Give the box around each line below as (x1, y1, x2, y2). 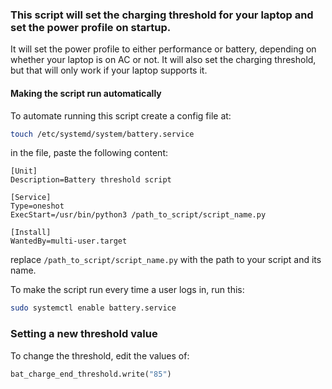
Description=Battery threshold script (10, 175, 172, 185)
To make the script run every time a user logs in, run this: (10, 284, 245, 296)
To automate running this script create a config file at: (10, 109, 232, 122)
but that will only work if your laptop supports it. (10, 64, 208, 77)
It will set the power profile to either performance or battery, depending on (10, 43, 317, 55)
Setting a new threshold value (10, 327, 158, 341)
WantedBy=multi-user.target (10, 236, 128, 247)
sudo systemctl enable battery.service (10, 303, 177, 313)
